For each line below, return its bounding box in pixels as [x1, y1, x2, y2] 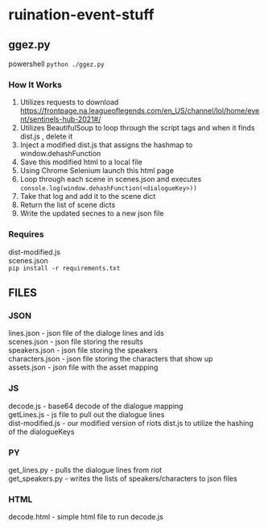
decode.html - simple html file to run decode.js [8, 512, 163, 522]
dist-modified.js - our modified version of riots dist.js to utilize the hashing [8, 418, 254, 428]
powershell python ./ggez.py [8, 59, 105, 68]
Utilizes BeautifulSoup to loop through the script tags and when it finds [19, 123, 255, 133]
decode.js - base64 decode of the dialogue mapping [8, 401, 183, 411]
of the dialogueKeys [8, 427, 75, 436]
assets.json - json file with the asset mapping [8, 362, 159, 372]
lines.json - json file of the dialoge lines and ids [8, 329, 165, 338]
